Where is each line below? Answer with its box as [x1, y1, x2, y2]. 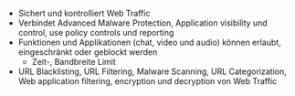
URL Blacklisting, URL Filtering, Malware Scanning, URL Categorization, [17, 66, 288, 77]
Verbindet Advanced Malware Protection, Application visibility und [17, 17, 268, 28]
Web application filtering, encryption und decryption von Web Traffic [17, 76, 278, 86]
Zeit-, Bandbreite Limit [31, 57, 116, 67]
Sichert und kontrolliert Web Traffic [17, 8, 151, 18]
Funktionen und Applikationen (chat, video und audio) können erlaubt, [17, 37, 281, 48]
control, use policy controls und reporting [17, 27, 174, 37]
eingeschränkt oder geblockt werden [17, 47, 158, 58]
